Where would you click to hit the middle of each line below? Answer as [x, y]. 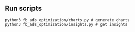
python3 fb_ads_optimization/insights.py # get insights [66, 24]
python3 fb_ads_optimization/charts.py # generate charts [67, 20]
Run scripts [23, 8]
